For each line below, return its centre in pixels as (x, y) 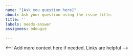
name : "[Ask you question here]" (41, 10)
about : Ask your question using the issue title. (59, 15)
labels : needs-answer (28, 24)
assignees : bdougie (26, 29)
